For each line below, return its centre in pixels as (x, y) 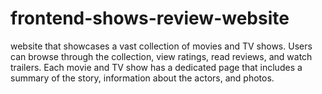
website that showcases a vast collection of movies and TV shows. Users (161, 46)
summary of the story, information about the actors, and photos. (142, 78)
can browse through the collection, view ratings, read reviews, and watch (161, 56)
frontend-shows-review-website (150, 18)
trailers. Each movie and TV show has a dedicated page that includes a (156, 67)
